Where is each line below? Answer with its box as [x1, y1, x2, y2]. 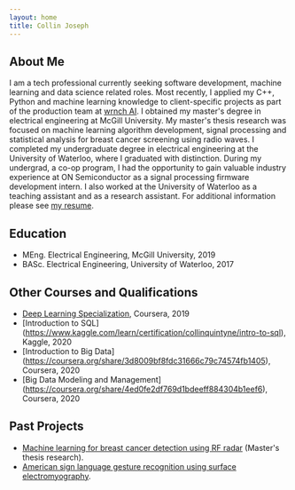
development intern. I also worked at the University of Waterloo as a [9, 181, 258, 192]
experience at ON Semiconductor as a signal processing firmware [9, 172, 250, 183]
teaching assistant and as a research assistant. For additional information [9, 191, 276, 202]
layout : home [9, 12, 58, 22]
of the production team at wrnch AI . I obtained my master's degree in [9, 106, 261, 116]
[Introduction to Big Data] [21, 345, 115, 356]
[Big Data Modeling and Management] [21, 374, 162, 384]
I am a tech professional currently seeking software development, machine [9, 77, 282, 89]
